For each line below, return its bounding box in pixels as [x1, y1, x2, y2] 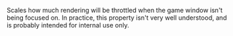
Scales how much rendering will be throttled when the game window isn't [6, 6, 223, 14]
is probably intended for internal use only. [6, 21, 129, 29]
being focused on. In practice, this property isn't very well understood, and [6, 13, 227, 22]
